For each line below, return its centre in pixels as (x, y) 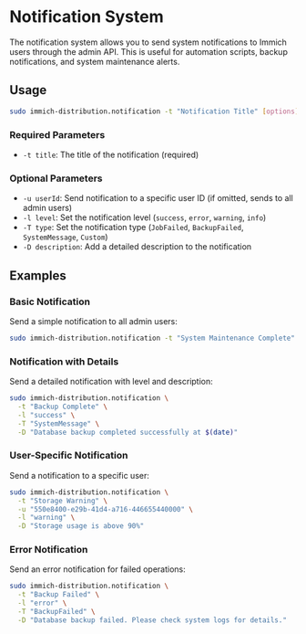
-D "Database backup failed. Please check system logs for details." (152, 620)
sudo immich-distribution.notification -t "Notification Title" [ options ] (154, 111)
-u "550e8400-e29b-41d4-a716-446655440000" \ (106, 509)
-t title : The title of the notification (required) (111, 154)
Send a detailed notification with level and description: (112, 382)
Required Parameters (57, 134)
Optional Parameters (56, 178)
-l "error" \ (42, 603)
